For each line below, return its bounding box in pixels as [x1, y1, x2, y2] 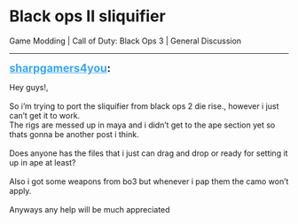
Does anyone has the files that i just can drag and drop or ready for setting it [9, 148, 288, 158]
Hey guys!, [9, 81, 49, 92]
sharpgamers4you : [9, 60, 111, 75]
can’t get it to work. [9, 110, 81, 120]
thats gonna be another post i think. [9, 128, 139, 139]
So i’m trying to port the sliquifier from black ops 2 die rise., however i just [9, 100, 279, 112]
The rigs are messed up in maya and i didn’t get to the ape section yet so [9, 120, 276, 130]
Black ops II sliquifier [9, 6, 166, 27]
